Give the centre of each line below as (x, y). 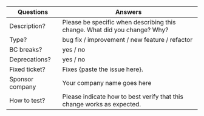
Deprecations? (30, 59)
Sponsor (22, 79)
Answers (128, 12)
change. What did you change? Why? (115, 30)
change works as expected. (102, 104)
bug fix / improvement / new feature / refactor (127, 40)
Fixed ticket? (27, 69)
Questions (33, 12)
